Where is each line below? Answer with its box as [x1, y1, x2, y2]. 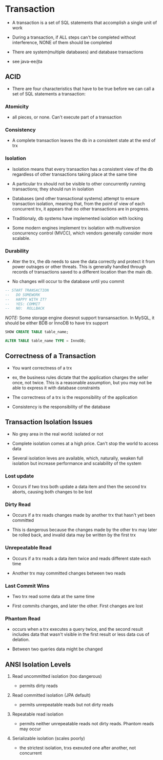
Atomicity [5, 103, 29, 110]
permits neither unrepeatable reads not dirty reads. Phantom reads [19, 720, 154, 726]
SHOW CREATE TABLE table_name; [5, 329, 69, 335]
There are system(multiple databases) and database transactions [12, 49, 143, 55]
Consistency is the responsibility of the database [12, 404, 111, 410]
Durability [5, 247, 29, 254]
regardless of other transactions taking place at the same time [12, 171, 138, 177]
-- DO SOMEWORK [5, 292, 41, 297]
